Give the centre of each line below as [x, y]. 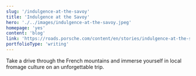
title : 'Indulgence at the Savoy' [48, 17]
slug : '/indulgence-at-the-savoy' [48, 11]
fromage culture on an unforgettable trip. [55, 67]
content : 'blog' [26, 33]
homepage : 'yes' [26, 28]
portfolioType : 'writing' [37, 44]
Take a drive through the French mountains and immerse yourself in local [94, 61]
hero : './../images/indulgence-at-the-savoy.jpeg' [69, 22]
